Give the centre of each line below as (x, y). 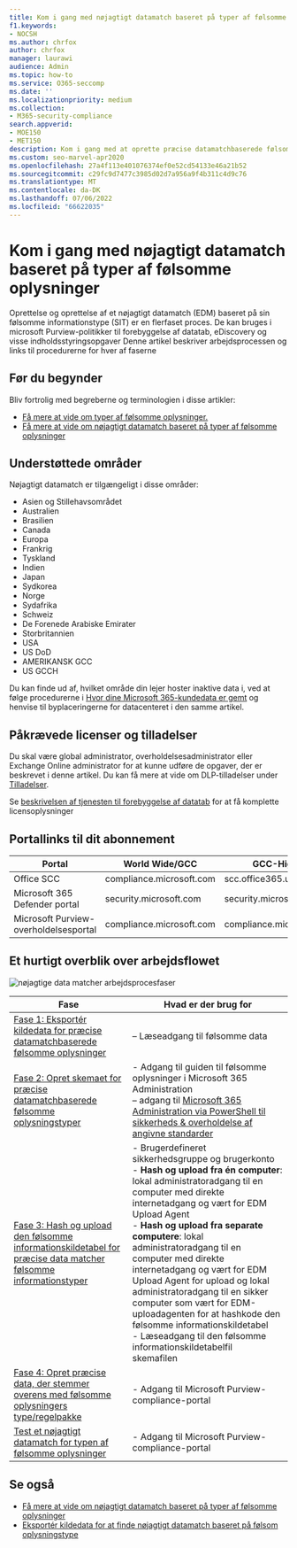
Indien (34, 568)
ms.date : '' (31, 91)
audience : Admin (39, 67)
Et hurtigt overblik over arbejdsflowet (114, 961)
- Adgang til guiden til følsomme (199, 1066)
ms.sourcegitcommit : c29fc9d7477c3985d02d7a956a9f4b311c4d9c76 (128, 174)
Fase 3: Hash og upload (63, 1225)
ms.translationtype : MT (53, 182)
